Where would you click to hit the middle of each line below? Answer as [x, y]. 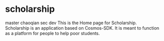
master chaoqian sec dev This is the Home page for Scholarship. [71, 23]
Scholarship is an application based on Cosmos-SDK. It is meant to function [82, 28]
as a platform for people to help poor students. [53, 33]
